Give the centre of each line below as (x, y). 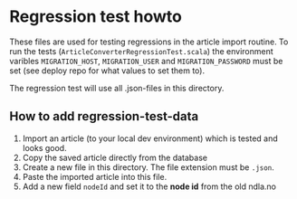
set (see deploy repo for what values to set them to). (107, 71)
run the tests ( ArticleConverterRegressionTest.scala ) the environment (141, 51)
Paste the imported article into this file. (95, 176)
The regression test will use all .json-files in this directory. (117, 88)
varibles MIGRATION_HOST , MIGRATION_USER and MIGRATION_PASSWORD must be (146, 61)
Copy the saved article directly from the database (115, 157)
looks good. (44, 147)
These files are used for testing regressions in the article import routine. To (149, 42)
